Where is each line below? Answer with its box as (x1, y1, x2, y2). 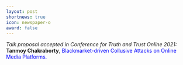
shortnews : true (6, 14, 46, 20)
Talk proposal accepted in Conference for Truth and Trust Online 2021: (6, 41, 177, 48)
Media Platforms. (6, 53, 47, 60)
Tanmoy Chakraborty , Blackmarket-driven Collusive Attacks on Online (6, 47, 177, 54)
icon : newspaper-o (6, 19, 51, 25)
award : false (6, 25, 38, 31)
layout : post (6, 8, 38, 15)
